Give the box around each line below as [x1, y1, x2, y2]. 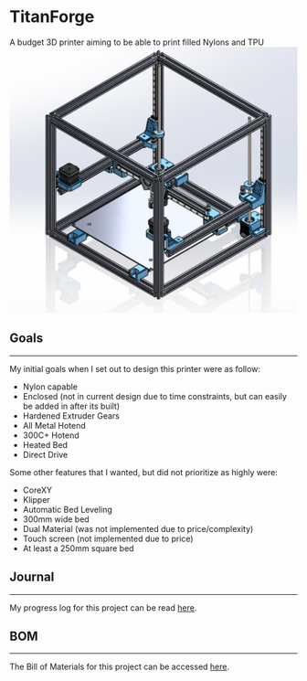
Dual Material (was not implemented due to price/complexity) [22, 523, 254, 534]
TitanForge [9, 6, 95, 27]
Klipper [22, 494, 50, 505]
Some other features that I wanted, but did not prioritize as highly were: [9, 466, 279, 477]
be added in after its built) [22, 400, 121, 411]
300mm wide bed [22, 514, 90, 525]
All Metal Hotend [22, 420, 87, 431]
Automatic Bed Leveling [22, 504, 112, 515]
